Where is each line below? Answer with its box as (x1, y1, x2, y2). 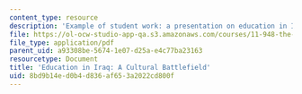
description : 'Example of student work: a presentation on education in (9, 21, 288, 30)
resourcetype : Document (9, 55, 99, 64)
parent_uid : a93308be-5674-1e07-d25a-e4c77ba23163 (9, 47, 203, 56)
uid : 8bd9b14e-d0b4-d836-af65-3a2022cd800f (9, 72, 175, 81)
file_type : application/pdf (9, 38, 115, 47)
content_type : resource (9, 13, 99, 22)
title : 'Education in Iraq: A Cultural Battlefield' (9, 64, 211, 73)
